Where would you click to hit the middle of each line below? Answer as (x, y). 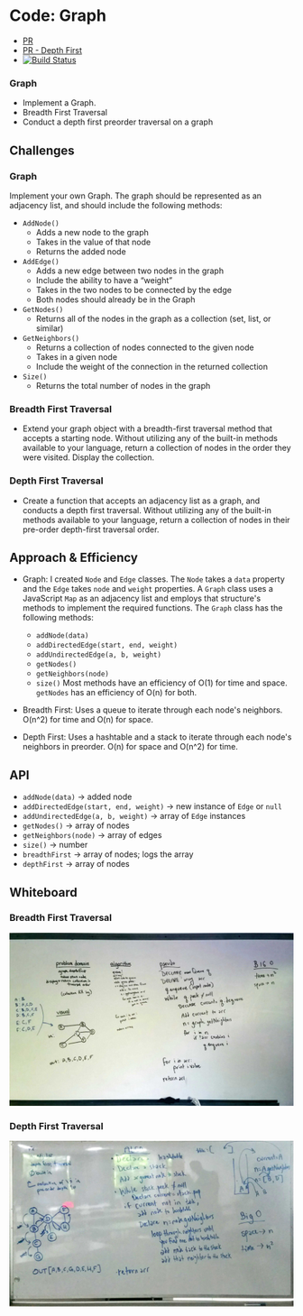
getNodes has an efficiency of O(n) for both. (116, 693)
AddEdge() (41, 262)
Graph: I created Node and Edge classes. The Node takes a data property (154, 579)
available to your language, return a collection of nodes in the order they (156, 448)
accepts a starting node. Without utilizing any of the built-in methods (150, 438)
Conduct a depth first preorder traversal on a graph (118, 122)
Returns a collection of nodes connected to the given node (145, 347)
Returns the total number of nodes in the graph (123, 385)
